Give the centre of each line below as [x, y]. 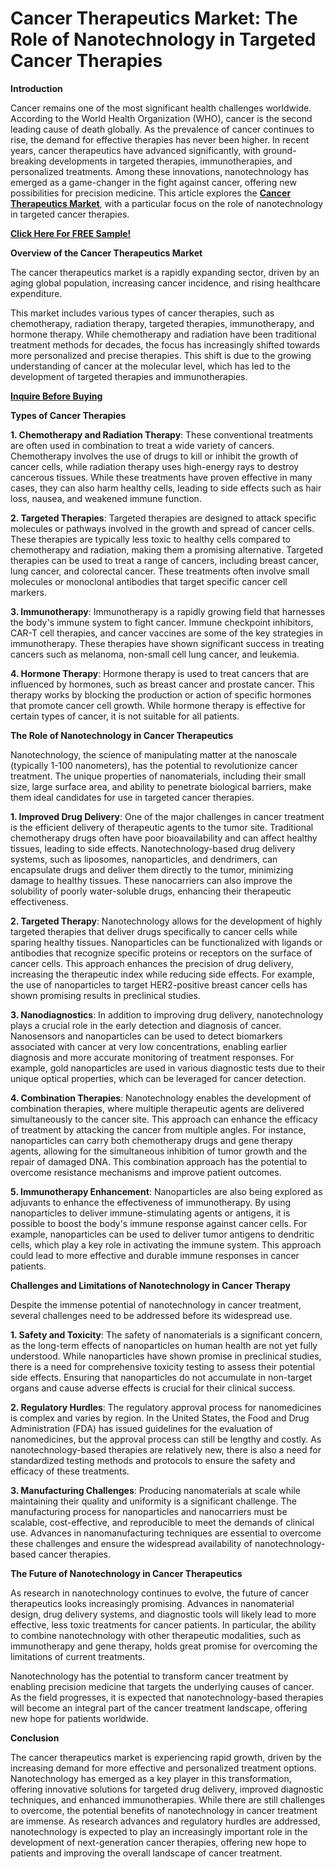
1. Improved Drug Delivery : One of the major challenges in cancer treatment [167, 816]
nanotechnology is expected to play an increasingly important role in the [159, 1831]
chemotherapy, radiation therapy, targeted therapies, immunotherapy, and [162, 323]
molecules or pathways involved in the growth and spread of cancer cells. [162, 528]
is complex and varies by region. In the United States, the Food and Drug [160, 1418]
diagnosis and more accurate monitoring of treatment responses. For [152, 1057]
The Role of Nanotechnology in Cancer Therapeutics [122, 735]
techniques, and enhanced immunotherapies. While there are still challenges [168, 1799]
